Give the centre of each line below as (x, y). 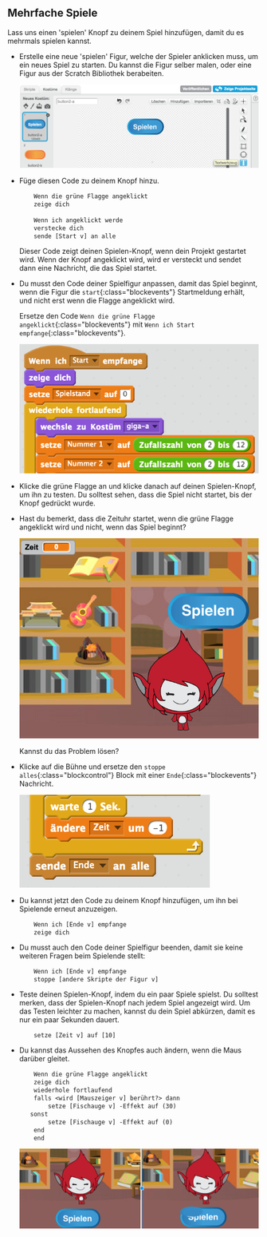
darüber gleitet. (44, 1058)
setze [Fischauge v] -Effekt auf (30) (112, 1106)
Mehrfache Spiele (53, 13)
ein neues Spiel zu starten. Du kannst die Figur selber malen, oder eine (135, 65)
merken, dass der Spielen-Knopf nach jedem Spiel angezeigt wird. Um (134, 1002)
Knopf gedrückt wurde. (57, 503)
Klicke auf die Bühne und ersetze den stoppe (92, 767)
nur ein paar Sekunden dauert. (69, 1019)
